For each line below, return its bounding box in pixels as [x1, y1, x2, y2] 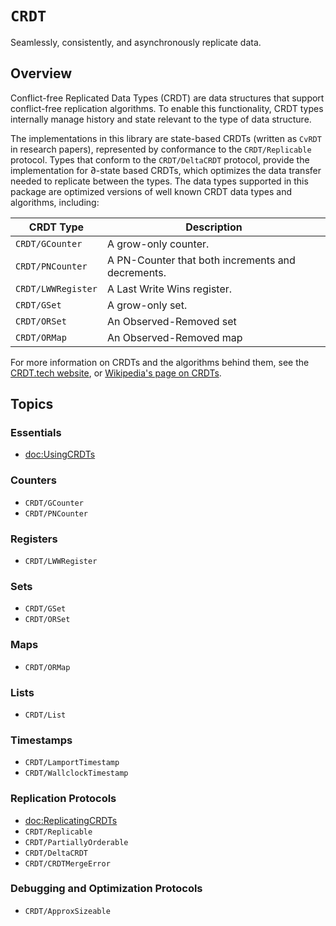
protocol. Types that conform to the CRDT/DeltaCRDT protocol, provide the [10, 153, 310, 166]
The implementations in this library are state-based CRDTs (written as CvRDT [10, 132, 322, 144]
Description [185, 220, 243, 234]
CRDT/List [24, 710, 67, 720]
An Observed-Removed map [106, 330, 243, 344]
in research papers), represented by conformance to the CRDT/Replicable [10, 143, 312, 155]
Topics [10, 396, 54, 413]
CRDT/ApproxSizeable [24, 906, 111, 916]
